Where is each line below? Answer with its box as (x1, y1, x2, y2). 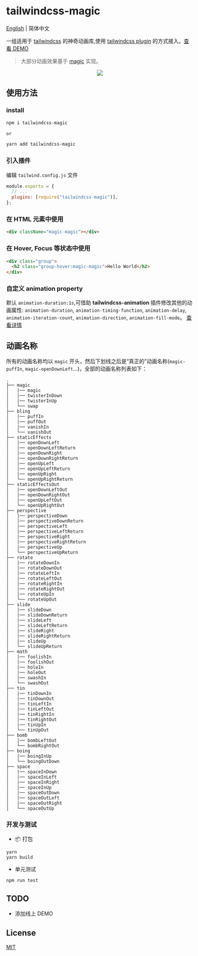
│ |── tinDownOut (6, 696, 55, 702)
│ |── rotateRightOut (6, 586, 65, 592)
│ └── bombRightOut (6, 743, 60, 749)
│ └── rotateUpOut (6, 597, 58, 603)
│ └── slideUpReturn (6, 644, 62, 650)
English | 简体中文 (6, 24, 50, 32)
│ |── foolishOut (6, 659, 55, 665)
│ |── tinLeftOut (6, 706, 55, 712)
